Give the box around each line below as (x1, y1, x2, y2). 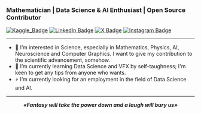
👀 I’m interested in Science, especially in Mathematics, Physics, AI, (14, 44, 179, 51)
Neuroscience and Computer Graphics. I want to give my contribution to (14, 50, 193, 58)
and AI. (14, 84, 33, 91)
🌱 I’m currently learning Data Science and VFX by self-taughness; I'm (14, 63, 186, 70)
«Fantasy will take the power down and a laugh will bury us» (23, 102, 178, 109)
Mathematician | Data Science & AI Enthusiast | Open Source (6, 6, 186, 14)
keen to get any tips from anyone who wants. (14, 69, 126, 77)
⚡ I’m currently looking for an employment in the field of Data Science (14, 76, 187, 83)
